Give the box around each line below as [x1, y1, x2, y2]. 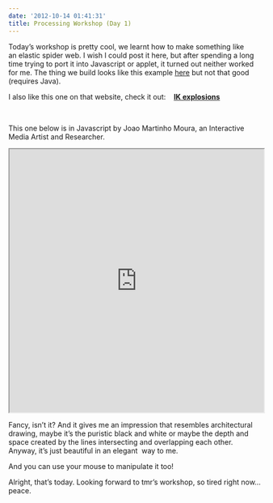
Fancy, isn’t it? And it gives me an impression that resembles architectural [8, 420, 253, 429]
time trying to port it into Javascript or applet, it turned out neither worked [8, 58, 254, 69]
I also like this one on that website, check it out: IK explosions [8, 92, 220, 101]
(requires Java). [8, 76, 61, 86]
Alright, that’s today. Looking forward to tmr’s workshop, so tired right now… [8, 477, 261, 487]
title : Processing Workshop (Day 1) [8, 19, 132, 28]
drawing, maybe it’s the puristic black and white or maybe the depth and [8, 428, 249, 438]
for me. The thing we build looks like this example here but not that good [8, 67, 250, 77]
